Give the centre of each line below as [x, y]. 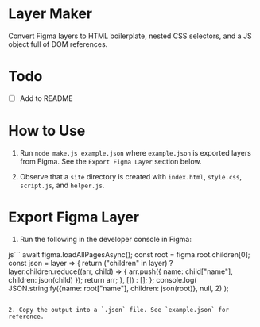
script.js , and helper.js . [62, 185]
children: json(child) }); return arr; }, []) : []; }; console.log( [103, 279]
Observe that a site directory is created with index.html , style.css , [131, 176]
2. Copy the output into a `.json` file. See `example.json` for [118, 310]
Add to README [46, 98]
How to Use [47, 131]
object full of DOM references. [58, 44]
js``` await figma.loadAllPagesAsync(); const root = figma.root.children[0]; [129, 254]
